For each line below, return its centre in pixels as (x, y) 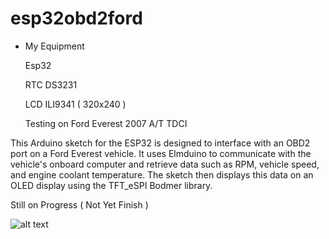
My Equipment (54, 46)
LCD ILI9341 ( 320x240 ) (75, 104)
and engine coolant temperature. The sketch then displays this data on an (162, 174)
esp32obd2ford (76, 18)
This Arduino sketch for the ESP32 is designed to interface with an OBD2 (160, 143)
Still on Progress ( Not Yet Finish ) (79, 204)
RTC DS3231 (51, 84)
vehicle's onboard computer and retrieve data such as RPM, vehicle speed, (165, 164)
